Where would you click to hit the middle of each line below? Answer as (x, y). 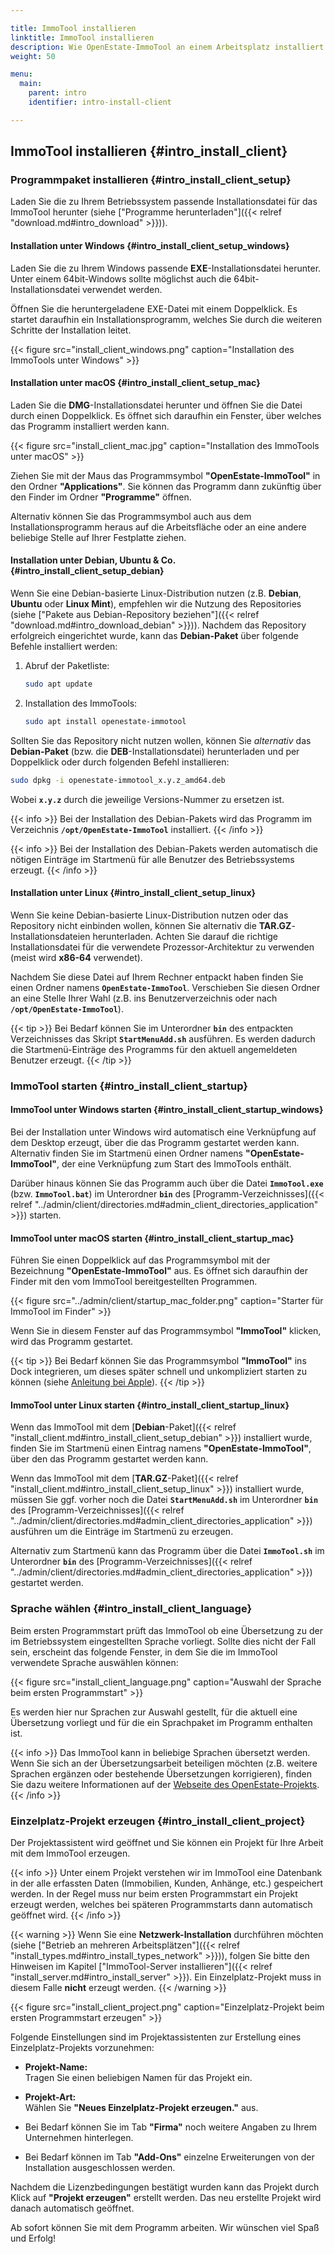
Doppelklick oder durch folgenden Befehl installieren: (120, 762)
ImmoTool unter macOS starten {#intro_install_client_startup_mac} (152, 1238)
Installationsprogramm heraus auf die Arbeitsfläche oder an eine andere (158, 527)
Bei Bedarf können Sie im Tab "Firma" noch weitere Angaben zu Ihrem (170, 2127)
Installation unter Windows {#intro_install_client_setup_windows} (150, 246)
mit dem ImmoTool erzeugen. (70, 1853)
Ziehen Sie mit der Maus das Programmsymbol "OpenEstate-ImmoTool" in (165, 475)
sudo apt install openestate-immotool (105, 721)
